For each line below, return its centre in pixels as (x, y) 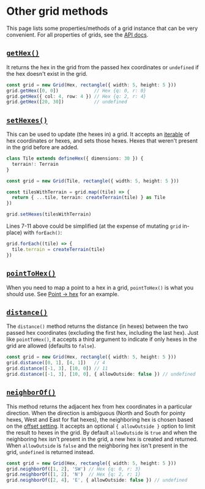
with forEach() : (43, 233)
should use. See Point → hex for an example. (63, 294)
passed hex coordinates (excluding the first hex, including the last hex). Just (102, 333)
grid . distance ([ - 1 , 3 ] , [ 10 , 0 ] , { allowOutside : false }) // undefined (101, 374)
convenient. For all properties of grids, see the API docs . (77, 34)
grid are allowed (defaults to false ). (51, 346)
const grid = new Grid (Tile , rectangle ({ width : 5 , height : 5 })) (93, 181)
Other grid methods (57, 11)
